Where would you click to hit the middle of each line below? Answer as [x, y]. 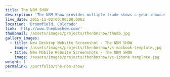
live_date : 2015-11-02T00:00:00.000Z [45, 19]
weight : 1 [16, 62]
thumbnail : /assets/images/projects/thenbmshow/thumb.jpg [68, 33]
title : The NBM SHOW [27, 10]
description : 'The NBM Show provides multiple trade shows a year [77, 15]
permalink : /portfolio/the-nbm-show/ [45, 66]
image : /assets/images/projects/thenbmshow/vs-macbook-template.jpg [88, 48]
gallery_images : [22, 38]
